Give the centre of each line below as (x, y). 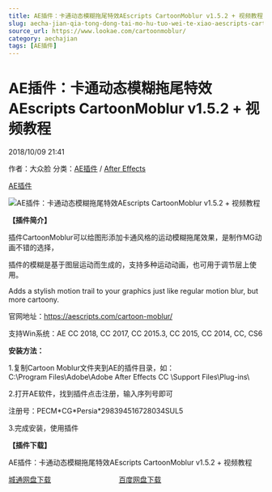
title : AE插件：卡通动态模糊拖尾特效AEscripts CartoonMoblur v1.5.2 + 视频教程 (136, 16)
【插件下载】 (30, 445)
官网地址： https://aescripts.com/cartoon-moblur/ (91, 316)
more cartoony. (34, 299)
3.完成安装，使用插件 (44, 428)
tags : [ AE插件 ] (33, 46)
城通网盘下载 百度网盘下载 (85, 480)
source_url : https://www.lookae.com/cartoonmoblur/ (97, 31)
